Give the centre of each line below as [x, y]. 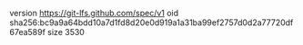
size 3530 [66, 32]
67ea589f [27, 32]
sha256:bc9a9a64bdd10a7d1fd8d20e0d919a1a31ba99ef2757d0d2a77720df [151, 22]
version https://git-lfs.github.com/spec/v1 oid [94, 13]
